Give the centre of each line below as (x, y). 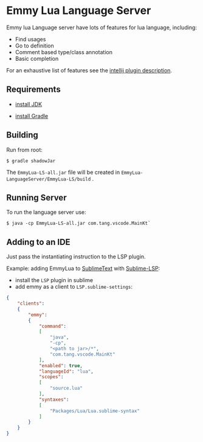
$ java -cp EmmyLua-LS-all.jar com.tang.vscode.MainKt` (78, 223)
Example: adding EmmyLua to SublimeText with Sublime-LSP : (83, 269)
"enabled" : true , (61, 365)
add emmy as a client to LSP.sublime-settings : (74, 287)
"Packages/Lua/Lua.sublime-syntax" (95, 411)
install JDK (29, 104)
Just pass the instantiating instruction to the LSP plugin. (76, 257)
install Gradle (32, 116)
